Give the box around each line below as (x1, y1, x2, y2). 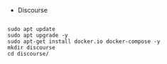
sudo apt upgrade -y (7, 32, 69, 39)
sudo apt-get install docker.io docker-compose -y (7, 38, 161, 45)
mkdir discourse (7, 44, 55, 51)
